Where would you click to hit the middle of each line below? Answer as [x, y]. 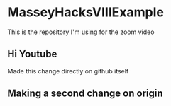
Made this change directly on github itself [68, 71]
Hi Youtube [32, 54]
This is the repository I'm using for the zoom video [81, 32]
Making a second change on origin [85, 94]
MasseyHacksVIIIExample [86, 12]
